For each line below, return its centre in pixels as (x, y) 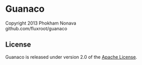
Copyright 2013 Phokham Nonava (41, 23)
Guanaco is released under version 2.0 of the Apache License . (71, 57)
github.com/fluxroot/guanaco (36, 28)
